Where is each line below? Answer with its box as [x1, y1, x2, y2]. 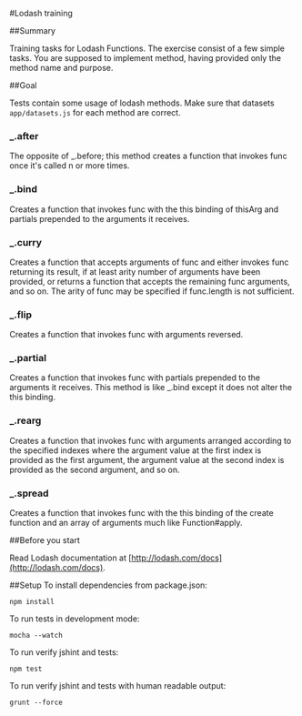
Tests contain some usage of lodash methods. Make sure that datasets [9, 97, 275, 108]
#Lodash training [9, 8, 73, 18]
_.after [9, 129, 39, 142]
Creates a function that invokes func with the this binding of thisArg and [9, 204, 279, 215]
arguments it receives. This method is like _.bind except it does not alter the [9, 382, 293, 393]
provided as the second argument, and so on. [9, 464, 180, 475]
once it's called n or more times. [9, 160, 130, 171]
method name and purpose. [9, 63, 114, 73]
